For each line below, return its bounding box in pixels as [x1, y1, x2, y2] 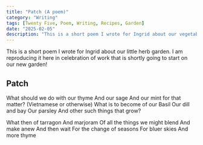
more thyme [6, 131, 36, 139]
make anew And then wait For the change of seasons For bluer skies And [6, 125, 188, 132]
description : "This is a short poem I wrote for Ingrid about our [6, 31, 177, 37]
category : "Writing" [6, 14, 59, 21]
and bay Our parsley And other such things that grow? [6, 107, 141, 114]
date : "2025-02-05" [6, 25, 56, 32]
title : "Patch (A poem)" [6, 8, 69, 15]
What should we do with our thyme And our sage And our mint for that [6, 94, 181, 101]
